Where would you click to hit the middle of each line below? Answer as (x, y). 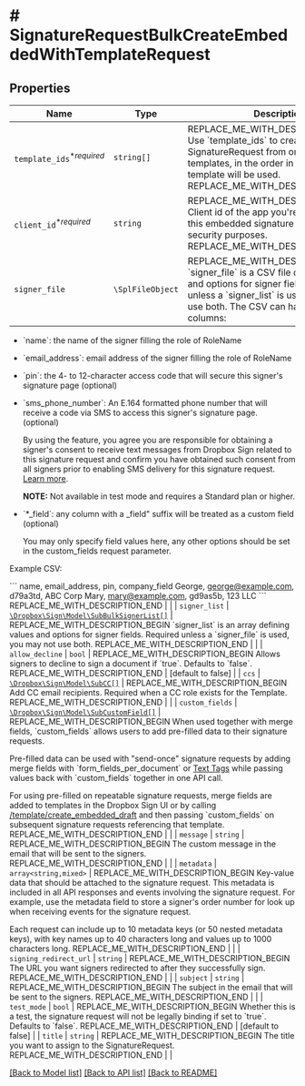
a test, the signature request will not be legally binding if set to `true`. (138, 1016)
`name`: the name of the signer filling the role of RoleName (132, 340)
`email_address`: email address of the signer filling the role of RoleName (157, 358)
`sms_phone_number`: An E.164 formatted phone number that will (145, 403)
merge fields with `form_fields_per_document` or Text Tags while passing (146, 768)
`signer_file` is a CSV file (239, 272)
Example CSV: (36, 568)
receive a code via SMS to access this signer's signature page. (140, 412)
